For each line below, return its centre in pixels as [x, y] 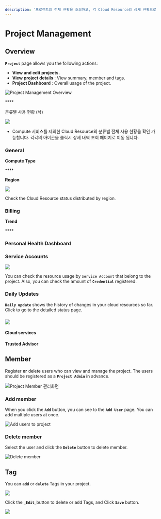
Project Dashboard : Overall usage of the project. [62, 83]
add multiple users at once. [32, 414]
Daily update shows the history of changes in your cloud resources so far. [79, 304]
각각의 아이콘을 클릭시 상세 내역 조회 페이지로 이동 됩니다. [85, 137]
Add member [21, 399]
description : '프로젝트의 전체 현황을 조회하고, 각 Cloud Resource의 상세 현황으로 [81, 9]
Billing [13, 211]
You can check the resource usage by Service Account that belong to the [78, 276]
